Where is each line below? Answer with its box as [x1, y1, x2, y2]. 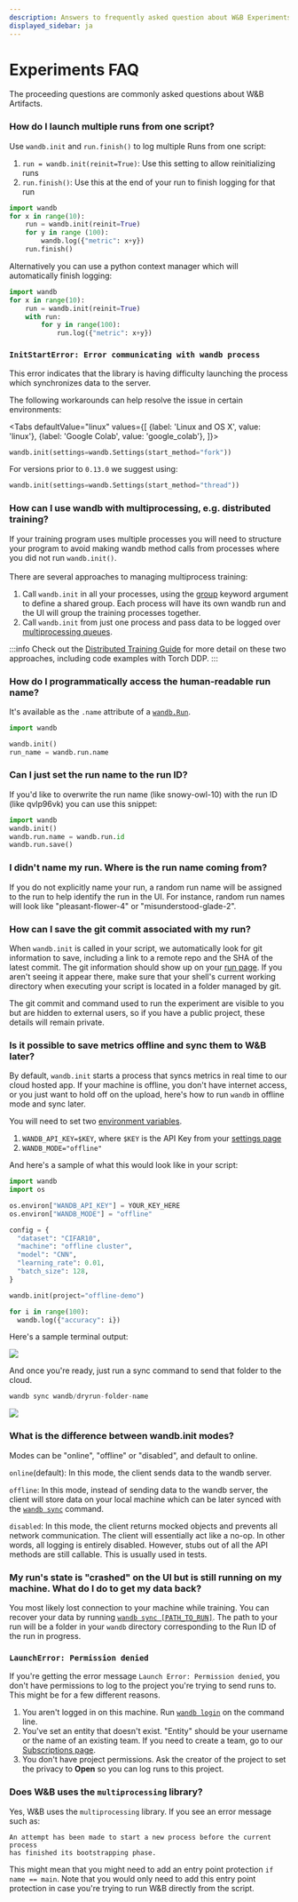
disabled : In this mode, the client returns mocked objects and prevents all [9, 1521, 278, 1531]
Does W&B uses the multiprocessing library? [9, 1786, 203, 1798]
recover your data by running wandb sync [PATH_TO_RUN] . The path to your [9, 1611, 278, 1622]
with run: [25, 312, 62, 321]
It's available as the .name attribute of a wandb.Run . [9, 706, 191, 716]
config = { [9, 1226, 50, 1235]
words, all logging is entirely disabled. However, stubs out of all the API [9, 1539, 269, 1550]
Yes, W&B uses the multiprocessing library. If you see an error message [9, 1806, 272, 1817]
